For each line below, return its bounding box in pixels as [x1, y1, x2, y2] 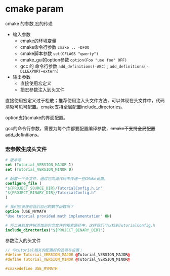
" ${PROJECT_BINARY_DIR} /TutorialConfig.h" [5, 190, 96, 196]
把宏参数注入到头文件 [20, 86, 65, 93]
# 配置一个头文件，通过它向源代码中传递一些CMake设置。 [5, 176, 108, 181]
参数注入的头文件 [5, 237, 41, 243]
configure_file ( [5, 181, 42, 186]
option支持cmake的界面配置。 [5, 114, 68, 120]
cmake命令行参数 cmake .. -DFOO [20, 44, 90, 50]
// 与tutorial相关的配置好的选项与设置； [5, 248, 83, 253]
